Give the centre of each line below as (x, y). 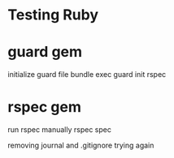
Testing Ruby (53, 15)
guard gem (45, 52)
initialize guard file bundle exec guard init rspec (87, 75)
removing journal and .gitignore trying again (81, 145)
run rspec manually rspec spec (59, 130)
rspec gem (45, 107)
